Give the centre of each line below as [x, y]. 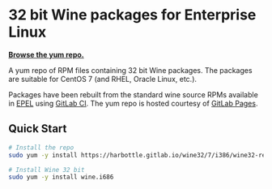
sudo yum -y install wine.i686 [61, 177]
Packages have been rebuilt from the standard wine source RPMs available [134, 94]
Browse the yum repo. [46, 54]
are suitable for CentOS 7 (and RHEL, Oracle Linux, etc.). [102, 79]
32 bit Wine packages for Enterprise [132, 15]
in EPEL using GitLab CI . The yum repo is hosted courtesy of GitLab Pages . [133, 103]
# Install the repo [41, 148]
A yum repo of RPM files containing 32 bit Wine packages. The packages [130, 70]
